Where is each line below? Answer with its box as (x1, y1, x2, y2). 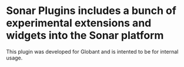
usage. (6, 54, 23, 61)
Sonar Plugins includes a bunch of (6, 4, 176, 17)
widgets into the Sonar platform (6, 29, 164, 42)
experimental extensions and (6, 16, 152, 30)
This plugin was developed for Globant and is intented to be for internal (6, 48, 179, 55)
